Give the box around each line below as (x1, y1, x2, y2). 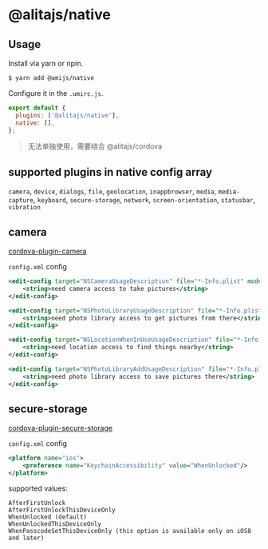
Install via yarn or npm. (8, 58, 84, 68)
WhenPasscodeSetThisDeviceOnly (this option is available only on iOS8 (8, 527, 251, 535)
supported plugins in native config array (8, 165, 213, 179)
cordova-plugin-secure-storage (8, 424, 113, 433)
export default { (8, 104, 66, 112)
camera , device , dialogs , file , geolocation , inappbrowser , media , (8, 186, 217, 197)
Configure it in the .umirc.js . (8, 88, 104, 97)
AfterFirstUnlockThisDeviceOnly (8, 506, 116, 514)
